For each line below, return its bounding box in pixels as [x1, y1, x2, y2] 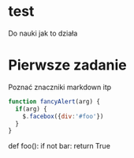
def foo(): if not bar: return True [8, 141, 110, 151]
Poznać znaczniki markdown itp [8, 82, 112, 92]
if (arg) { [15, 105, 47, 113]
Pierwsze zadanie [8, 56, 128, 74]
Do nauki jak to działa [8, 28, 78, 38]
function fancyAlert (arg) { [8, 97, 101, 105]
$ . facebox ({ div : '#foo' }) [22, 112, 104, 120]
